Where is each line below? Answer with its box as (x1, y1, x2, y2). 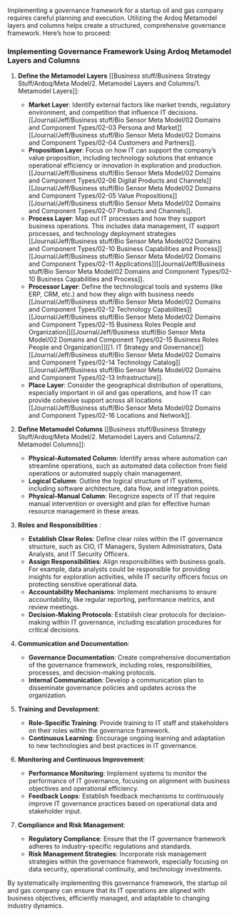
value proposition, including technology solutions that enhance (28, 153, 213, 163)
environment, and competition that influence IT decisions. (28, 108, 198, 117)
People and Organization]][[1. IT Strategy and (28, 343, 162, 352)
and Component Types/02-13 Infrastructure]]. (28, 374, 163, 382)
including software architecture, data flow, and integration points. (28, 484, 220, 493)
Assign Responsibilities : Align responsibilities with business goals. (28, 558, 226, 566)
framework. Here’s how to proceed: (7, 29, 112, 37)
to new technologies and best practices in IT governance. (28, 742, 198, 750)
